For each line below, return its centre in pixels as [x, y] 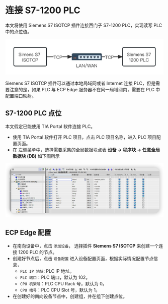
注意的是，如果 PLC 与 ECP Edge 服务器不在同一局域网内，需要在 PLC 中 [85, 89]
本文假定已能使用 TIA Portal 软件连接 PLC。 [50, 126]
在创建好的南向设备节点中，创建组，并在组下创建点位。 [70, 296]
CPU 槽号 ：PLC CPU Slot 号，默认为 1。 [60, 290]
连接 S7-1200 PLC [43, 10]
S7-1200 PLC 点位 [33, 113]
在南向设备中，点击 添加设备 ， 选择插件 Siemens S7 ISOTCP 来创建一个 [86, 246]
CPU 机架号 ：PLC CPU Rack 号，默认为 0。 [63, 283]
